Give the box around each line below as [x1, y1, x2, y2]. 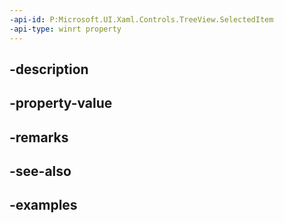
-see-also [9, 163, 72, 180]
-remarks [9, 129, 69, 146]
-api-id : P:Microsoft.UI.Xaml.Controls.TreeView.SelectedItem [9, 14, 274, 25]
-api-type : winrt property [9, 24, 122, 34]
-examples [9, 197, 78, 214]
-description [9, 61, 89, 78]
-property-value [9, 95, 113, 112]
